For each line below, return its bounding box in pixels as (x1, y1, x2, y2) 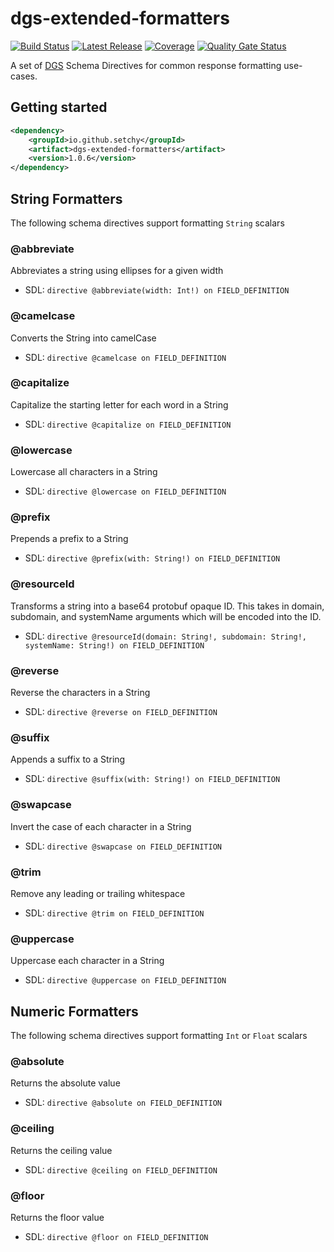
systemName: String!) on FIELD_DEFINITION (24, 640, 205, 651)
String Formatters (10, 190, 123, 207)
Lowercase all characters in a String (10, 466, 158, 478)
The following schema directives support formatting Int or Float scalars (10, 1030, 308, 1042)
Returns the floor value (10, 1211, 105, 1223)
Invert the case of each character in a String (10, 820, 192, 832)
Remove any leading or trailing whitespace (10, 887, 186, 899)
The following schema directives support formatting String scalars (10, 217, 285, 229)
